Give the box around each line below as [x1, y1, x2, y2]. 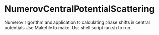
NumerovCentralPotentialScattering [4, 3, 155, 15]
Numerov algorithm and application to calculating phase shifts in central [4, 19, 150, 25]
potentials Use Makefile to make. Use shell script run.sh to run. [4, 24, 132, 30]
